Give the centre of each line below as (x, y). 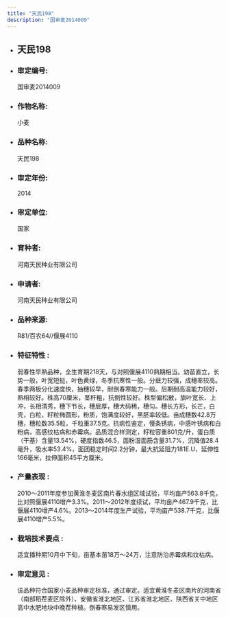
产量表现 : (33, 477)
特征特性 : (33, 356)
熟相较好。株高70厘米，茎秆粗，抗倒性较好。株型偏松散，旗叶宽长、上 (117, 397)
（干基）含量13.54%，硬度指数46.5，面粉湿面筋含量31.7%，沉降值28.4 (118, 440)
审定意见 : (33, 574)
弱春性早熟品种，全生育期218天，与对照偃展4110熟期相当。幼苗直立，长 (118, 371)
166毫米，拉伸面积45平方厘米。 (62, 457)
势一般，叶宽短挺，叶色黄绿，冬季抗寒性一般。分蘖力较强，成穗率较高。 (119, 380)
